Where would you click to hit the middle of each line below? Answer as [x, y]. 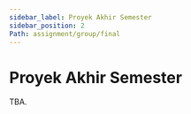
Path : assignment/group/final [65, 34]
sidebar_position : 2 [47, 26]
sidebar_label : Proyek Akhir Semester [80, 17]
